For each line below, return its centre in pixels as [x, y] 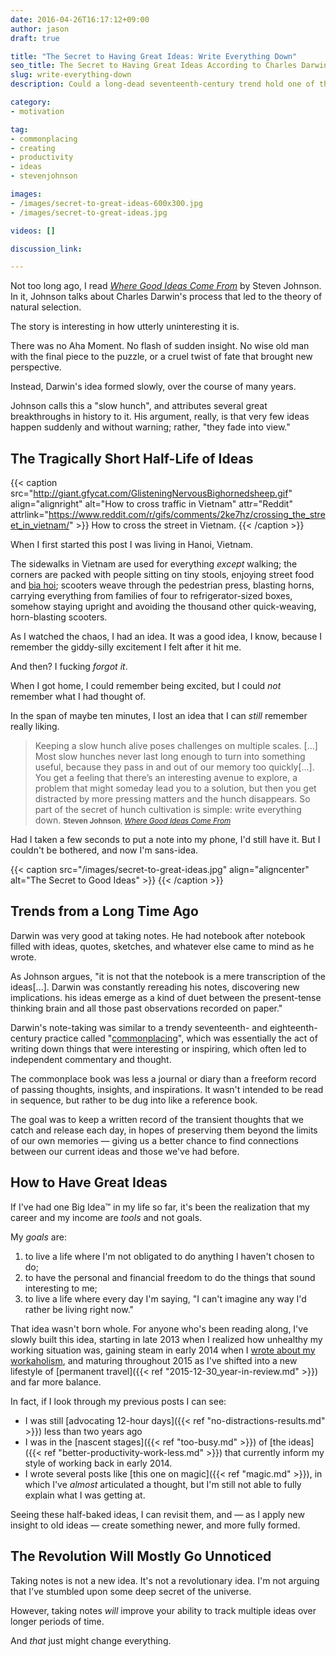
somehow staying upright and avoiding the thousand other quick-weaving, [163, 607]
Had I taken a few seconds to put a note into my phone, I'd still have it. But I [165, 840]
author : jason [40, 29]
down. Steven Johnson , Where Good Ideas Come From [133, 820]
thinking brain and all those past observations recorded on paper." [146, 1008]
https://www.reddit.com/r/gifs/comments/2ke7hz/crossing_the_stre [187, 515]
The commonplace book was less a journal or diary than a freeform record [163, 1078]
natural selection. [46, 307]
